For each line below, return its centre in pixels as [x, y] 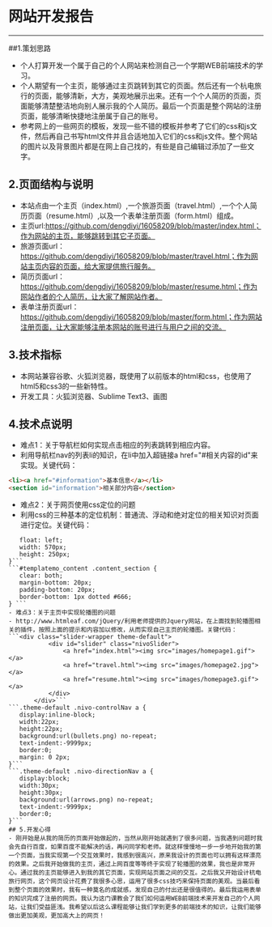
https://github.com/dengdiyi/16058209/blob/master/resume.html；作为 [138, 286]
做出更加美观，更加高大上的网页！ [57, 916]
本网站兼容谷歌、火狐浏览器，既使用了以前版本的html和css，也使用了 [136, 376]
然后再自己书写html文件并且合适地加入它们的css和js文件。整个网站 [146, 136]
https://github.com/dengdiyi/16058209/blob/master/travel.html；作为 [136, 256]
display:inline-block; [57, 715]
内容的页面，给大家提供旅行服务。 [98, 266]
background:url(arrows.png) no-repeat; [86, 800]
